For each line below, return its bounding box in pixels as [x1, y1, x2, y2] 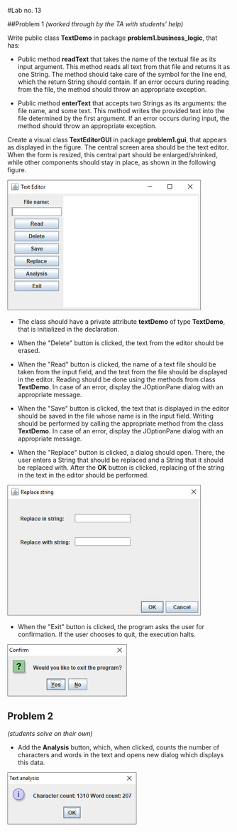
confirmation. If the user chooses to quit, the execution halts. [17, 630, 197, 638]
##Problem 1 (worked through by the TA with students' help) [7, 20, 184, 28]
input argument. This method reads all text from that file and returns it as [17, 63, 231, 70]
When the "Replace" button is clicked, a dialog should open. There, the [17, 448, 226, 456]
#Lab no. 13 [7, 6, 42, 14]
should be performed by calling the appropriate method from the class [17, 419, 224, 428]
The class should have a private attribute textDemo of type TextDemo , [17, 317, 226, 326]
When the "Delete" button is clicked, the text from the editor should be [17, 339, 224, 347]
